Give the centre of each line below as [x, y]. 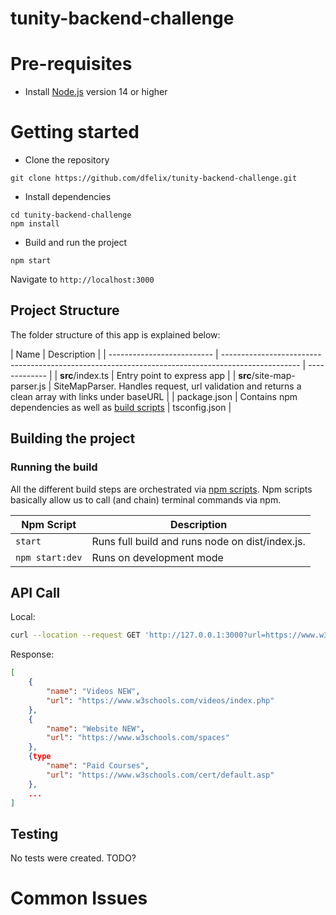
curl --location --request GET [75, 635]
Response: [32, 654]
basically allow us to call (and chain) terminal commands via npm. [146, 499]
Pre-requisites [71, 64]
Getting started [75, 132]
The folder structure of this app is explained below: [115, 334]
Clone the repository [67, 160]
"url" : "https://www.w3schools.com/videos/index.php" [160, 700]
